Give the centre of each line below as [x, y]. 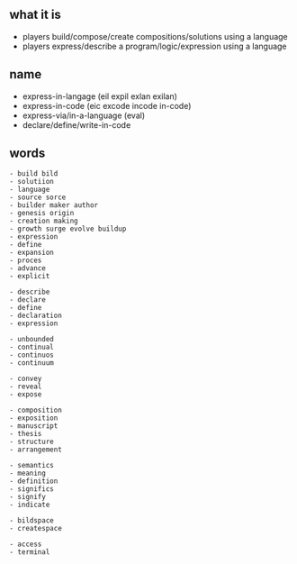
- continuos [31, 355]
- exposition [34, 418]
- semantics [31, 466]
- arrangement [36, 450]
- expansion [31, 253]
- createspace [36, 529]
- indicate [30, 505]
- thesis [26, 434]
